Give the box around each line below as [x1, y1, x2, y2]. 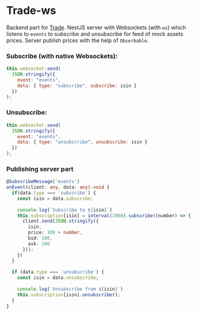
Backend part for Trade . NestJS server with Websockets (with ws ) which [6, 24, 187, 31]
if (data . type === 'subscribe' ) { [12, 190, 96, 196]
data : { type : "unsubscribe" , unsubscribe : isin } [17, 139, 148, 145]
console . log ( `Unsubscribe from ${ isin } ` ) [17, 286, 123, 292]
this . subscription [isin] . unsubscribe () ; [17, 291, 121, 298]
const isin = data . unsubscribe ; [17, 275, 99, 281]
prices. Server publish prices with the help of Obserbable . [6, 36, 149, 44]
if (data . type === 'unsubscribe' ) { [12, 269, 104, 275]
